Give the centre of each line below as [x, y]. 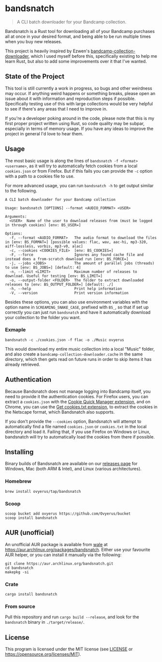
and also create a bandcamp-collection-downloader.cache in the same [74, 354]
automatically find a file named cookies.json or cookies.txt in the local [76, 426]
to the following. [21, 191]
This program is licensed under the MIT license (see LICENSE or [69, 649]
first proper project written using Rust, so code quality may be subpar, [75, 123]
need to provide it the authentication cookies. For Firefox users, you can [77, 396]
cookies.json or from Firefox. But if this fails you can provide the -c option [79, 171]
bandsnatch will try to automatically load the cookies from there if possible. [80, 436]
